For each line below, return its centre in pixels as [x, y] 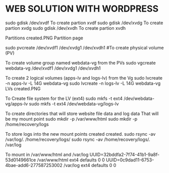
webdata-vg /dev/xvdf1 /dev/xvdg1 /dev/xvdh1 [53, 68]
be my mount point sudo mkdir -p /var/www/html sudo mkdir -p [71, 119]
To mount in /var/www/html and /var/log [47, 154]
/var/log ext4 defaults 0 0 [90, 165]
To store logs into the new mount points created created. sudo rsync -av [80, 134]
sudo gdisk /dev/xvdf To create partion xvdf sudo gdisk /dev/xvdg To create [84, 23]
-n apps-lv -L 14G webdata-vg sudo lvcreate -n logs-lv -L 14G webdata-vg [83, 83]
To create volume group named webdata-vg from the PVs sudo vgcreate [80, 63]
